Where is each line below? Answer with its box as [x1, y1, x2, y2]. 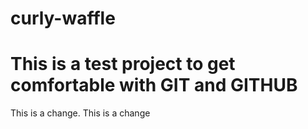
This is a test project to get [10, 53, 236, 76]
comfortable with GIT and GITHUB [10, 74, 298, 97]
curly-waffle [10, 7, 116, 30]
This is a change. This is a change [10, 107, 151, 119]
